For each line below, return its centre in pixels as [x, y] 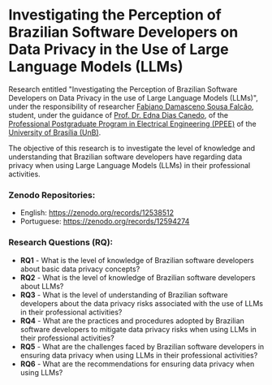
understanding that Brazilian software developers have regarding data [125, 157]
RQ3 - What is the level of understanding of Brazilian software [124, 295]
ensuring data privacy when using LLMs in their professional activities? [139, 355]
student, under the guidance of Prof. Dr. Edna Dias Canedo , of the [119, 115]
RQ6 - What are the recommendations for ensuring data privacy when [137, 364]
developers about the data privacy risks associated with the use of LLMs [142, 303]
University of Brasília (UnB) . [55, 132]
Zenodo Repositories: [52, 195]
